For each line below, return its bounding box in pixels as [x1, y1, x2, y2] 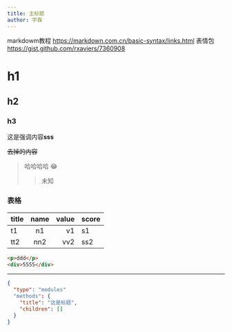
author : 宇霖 [7, 17, 43, 23]
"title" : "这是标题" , [19, 300, 78, 306]
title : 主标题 [7, 10, 45, 17]
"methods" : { [13, 293, 51, 300]
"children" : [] [19, 305, 64, 313]
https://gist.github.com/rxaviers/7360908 [7, 44, 126, 52]
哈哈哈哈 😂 [23, 162, 58, 170]
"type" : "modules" [13, 286, 67, 293]
